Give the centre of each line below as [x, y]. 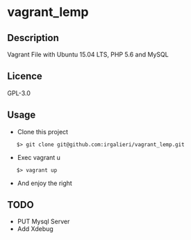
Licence [25, 76]
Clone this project [42, 131]
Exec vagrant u [39, 157]
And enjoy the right [45, 183]
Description [33, 38]
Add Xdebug [35, 229]
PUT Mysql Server [43, 222]
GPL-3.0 [19, 93]
